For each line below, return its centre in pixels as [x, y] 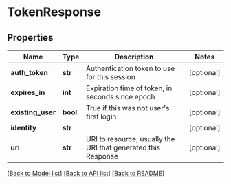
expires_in [28, 92]
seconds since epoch [120, 97]
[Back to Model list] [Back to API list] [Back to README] [86, 173]
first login [101, 116]
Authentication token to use [130, 68]
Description [134, 57]
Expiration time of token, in [129, 88]
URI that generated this [123, 147]
